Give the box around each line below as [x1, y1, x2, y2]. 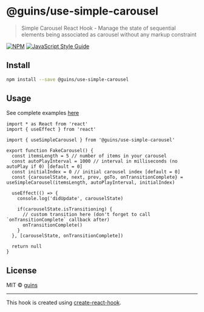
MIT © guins [6, 282, 38, 289]
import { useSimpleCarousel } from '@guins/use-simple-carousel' [6, 137, 175, 144]
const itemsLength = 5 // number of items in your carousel [12, 153, 167, 159]
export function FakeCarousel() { [6, 148, 94, 154]
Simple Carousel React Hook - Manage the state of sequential [21, 24, 176, 32]
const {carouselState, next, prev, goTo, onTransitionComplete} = [12, 175, 183, 181]
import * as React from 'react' [6, 121, 88, 127]
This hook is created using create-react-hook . [6, 299, 121, 307]
